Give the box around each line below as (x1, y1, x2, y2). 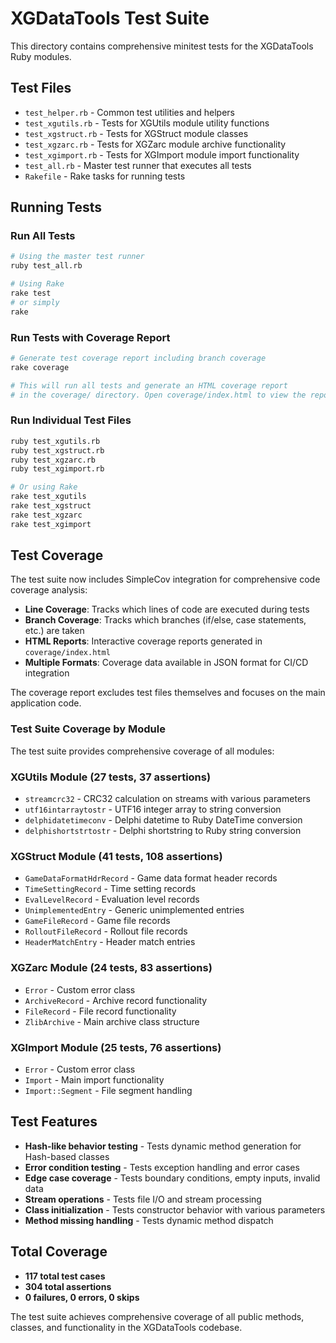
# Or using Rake (10, 482, 78, 492)
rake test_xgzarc (10, 510, 83, 520)
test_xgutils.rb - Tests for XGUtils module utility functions (24, 117, 270, 129)
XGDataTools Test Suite (10, 7, 210, 30)
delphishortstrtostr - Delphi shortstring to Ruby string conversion (24, 825, 302, 837)
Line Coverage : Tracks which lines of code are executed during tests (24, 603, 310, 616)
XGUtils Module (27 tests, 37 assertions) (10, 770, 212, 784)
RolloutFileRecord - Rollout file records (24, 925, 188, 937)
